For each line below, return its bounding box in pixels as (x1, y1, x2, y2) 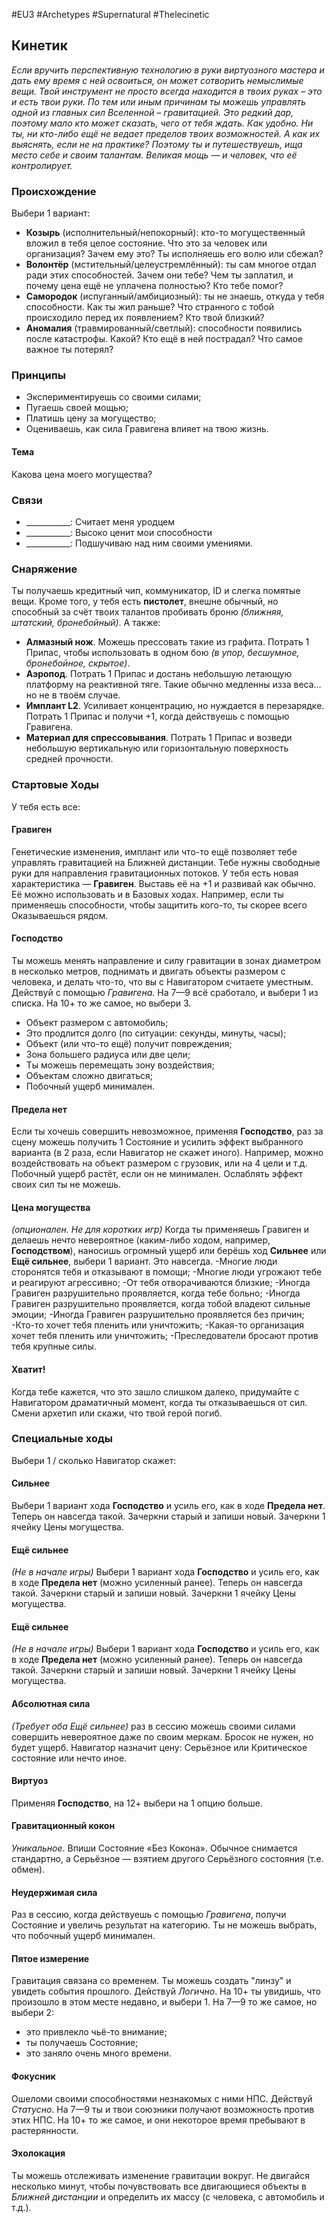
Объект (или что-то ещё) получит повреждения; (25, 1037, 233, 1049)
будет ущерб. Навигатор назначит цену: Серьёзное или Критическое (11, 1741, 308, 1753)
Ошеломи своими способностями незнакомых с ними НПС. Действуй (11, 2092, 313, 2104)
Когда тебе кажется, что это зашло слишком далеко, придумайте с (11, 1385, 300, 1398)
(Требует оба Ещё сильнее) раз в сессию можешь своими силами (11, 1720, 296, 1732)
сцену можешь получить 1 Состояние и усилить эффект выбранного (11, 1136, 304, 1148)
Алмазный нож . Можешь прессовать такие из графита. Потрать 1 (25, 636, 310, 648)
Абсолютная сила (11, 1698, 91, 1710)
